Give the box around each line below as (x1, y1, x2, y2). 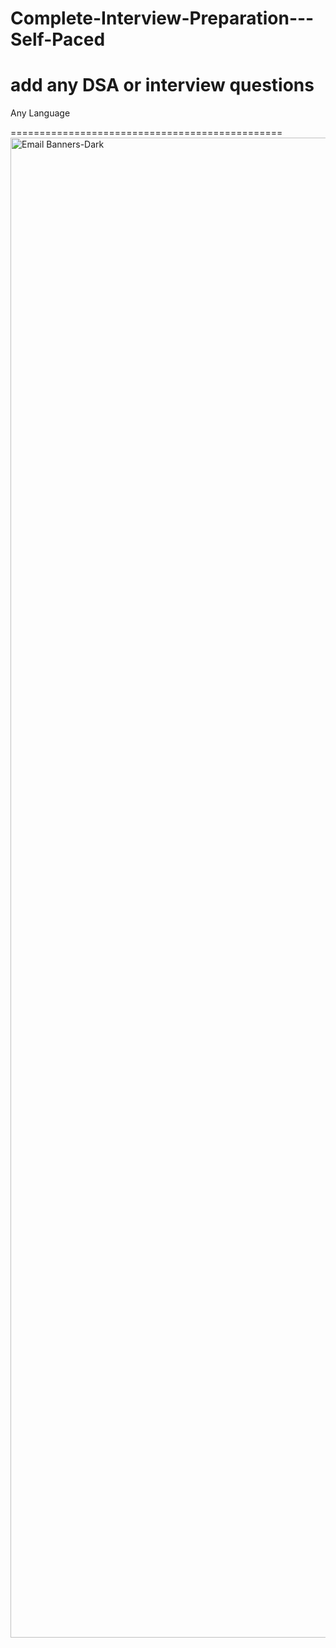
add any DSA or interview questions (10, 74, 315, 97)
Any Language (10, 107, 71, 119)
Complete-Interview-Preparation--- (10, 7, 315, 30)
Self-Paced (10, 28, 106, 51)
